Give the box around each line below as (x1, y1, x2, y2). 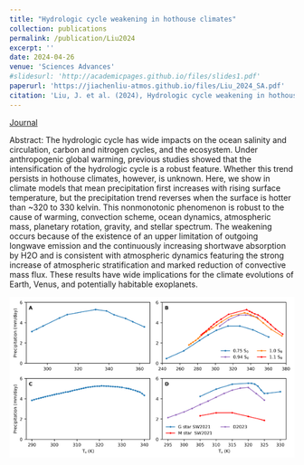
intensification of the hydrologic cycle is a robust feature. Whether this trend (9, 163, 294, 174)
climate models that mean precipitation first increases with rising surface (9, 182, 281, 194)
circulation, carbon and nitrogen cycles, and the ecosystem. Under (9, 144, 259, 155)
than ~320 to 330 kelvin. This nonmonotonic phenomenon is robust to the (9, 202, 285, 213)
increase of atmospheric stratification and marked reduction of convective (9, 259, 287, 270)
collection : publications (9, 24, 107, 33)
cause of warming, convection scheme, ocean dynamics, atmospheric (9, 211, 271, 222)
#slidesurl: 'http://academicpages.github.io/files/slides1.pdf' (9, 72, 261, 81)
